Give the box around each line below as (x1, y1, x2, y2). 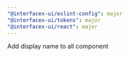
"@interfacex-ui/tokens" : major (7, 17, 101, 24)
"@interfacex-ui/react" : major (7, 23, 98, 30)
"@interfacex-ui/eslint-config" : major (7, 10, 123, 17)
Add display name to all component (7, 42, 109, 51)
